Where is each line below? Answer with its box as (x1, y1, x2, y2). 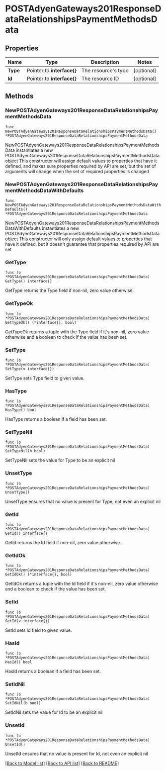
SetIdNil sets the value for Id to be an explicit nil (5, 709, 103, 715)
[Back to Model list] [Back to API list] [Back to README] (5, 760, 119, 766)
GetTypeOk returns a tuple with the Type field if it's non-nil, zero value (5, 329, 149, 335)
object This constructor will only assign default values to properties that (5, 236, 153, 242)
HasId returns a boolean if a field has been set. (5, 668, 101, 674)
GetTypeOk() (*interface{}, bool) (5, 320, 77, 325)
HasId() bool (5, 660, 32, 665)
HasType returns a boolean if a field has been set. (5, 416, 107, 422)
